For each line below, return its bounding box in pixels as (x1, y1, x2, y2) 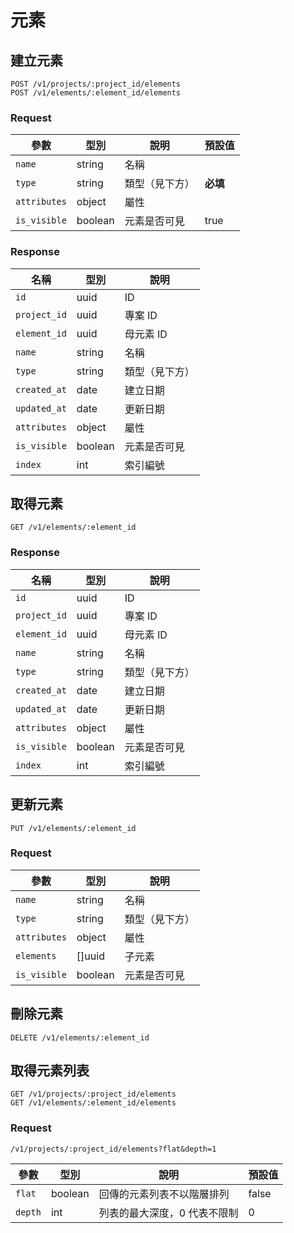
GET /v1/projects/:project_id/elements (10, 1089, 177, 1100)
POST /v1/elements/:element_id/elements (10, 88, 182, 98)
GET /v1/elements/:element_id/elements (10, 1098, 177, 1108)
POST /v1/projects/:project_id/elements (10, 79, 182, 89)
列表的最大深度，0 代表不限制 (98, 1206, 239, 1220)
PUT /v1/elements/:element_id (10, 823, 137, 833)
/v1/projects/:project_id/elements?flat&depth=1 (10, 1144, 217, 1154)
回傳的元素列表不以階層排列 (98, 1187, 230, 1201)
